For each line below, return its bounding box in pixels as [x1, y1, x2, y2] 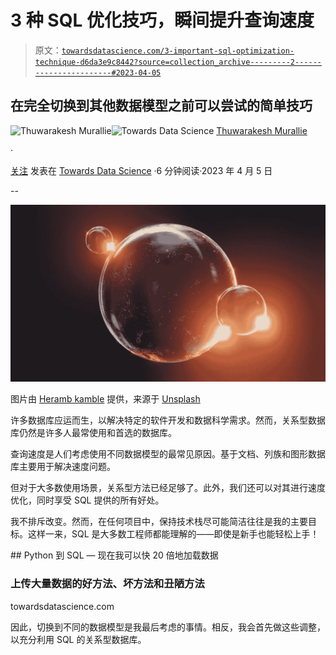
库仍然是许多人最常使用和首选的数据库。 [10, 427, 177, 439]
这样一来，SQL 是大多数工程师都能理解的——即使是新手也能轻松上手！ [27, 528, 320, 540]
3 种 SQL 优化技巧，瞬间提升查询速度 [10, 9, 315, 32]
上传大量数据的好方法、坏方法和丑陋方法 [10, 577, 205, 591]
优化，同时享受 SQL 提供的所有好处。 [10, 494, 165, 506]
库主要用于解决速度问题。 [10, 461, 116, 473]
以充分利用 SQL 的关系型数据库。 [10, 633, 147, 645]
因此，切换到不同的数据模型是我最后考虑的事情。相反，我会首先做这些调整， [10, 621, 326, 633]
